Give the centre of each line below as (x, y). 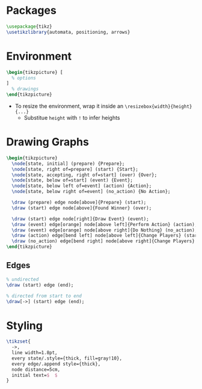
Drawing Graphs (47, 142)
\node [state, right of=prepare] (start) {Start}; (75, 169)
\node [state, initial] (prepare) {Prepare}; (68, 164)
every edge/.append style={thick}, (56, 364)
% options (24, 78)
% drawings (25, 89)
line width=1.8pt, (35, 353)
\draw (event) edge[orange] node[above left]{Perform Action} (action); (105, 224)
